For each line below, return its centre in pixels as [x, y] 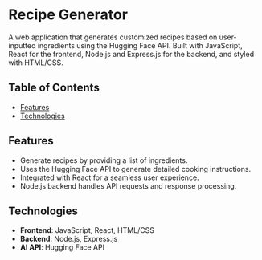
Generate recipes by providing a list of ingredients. [104, 160]
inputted [22, 45]
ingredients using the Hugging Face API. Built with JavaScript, [140, 45]
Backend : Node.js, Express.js [69, 239]
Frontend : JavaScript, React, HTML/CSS [87, 230]
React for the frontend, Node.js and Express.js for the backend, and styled [131, 54]
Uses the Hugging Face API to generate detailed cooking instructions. [135, 169]
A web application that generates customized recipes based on [113, 37]
